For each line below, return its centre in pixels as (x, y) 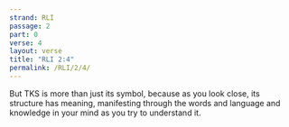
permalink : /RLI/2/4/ (50, 68)
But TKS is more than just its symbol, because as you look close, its (135, 93)
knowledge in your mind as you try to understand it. (105, 113)
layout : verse (36, 51)
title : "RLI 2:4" (42, 59)
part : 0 (24, 34)
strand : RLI (32, 18)
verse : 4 (26, 43)
